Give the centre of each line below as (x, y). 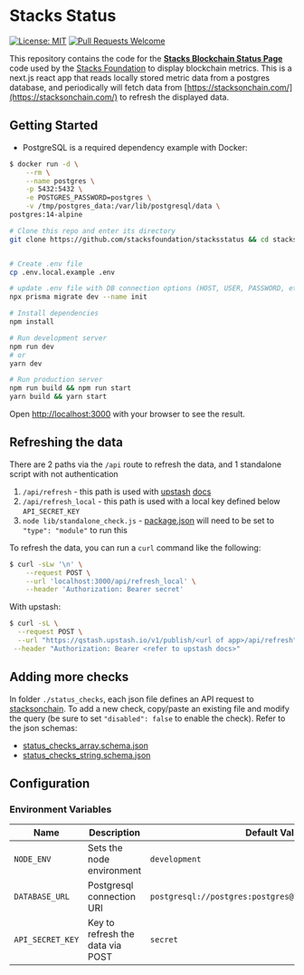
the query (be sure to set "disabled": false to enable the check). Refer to (147, 718)
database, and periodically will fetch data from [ (99, 87)
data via (104, 946)
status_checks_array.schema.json (85, 746)
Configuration (50, 784)
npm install (32, 322)
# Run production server (56, 380)
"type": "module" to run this (75, 530)
